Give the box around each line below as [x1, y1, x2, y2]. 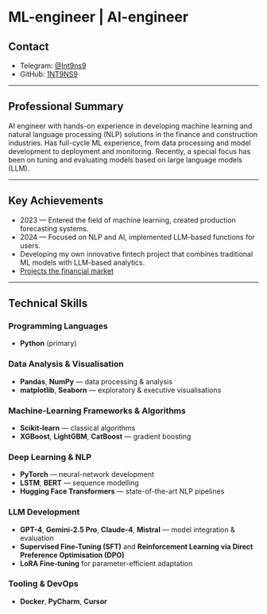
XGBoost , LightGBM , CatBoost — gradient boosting [19, 431, 192, 441]
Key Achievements [8, 194, 104, 207]
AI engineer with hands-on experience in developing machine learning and [8, 120, 253, 131]
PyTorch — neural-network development [19, 470, 155, 479]
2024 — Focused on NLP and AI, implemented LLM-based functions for [19, 232, 256, 242]
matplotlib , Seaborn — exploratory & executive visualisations [19, 385, 222, 395]
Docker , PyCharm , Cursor [19, 596, 107, 606]
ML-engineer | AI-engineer [8, 8, 189, 26]
